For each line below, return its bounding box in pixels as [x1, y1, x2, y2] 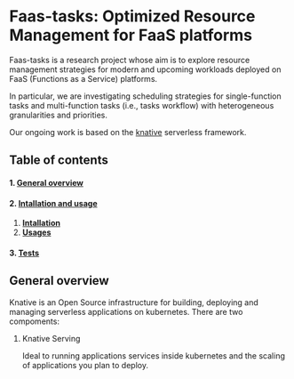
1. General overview [9, 177, 84, 188]
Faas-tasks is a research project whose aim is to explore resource [9, 54, 250, 65]
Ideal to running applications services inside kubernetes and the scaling [21, 350, 286, 361]
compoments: [9, 316, 60, 327]
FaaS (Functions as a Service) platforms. [9, 73, 158, 84]
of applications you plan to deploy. [21, 359, 149, 370]
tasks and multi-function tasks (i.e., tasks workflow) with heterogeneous [9, 100, 274, 110]
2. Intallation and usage [9, 198, 98, 208]
